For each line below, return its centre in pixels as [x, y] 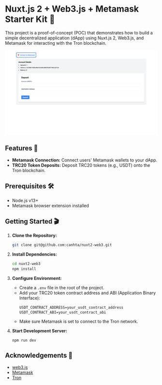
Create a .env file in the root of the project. [62, 288]
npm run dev [24, 341]
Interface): [29, 298]
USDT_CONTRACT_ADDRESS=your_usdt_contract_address [71, 308]
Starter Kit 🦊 [30, 19]
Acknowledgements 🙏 [39, 356]
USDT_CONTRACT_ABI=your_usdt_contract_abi [63, 313]
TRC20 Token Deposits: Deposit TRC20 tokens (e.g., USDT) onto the [81, 165]
